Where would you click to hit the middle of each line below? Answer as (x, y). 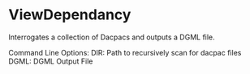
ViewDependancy (70, 15)
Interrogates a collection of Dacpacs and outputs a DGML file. (112, 37)
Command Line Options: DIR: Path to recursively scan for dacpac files (125, 52)
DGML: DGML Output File (51, 61)
